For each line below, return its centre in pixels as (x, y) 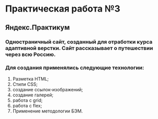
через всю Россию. (30, 54)
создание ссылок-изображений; (48, 89)
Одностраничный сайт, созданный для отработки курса (79, 42)
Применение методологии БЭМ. (48, 111)
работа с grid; (28, 100)
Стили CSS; (25, 84)
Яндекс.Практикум (37, 27)
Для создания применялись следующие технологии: (75, 68)
